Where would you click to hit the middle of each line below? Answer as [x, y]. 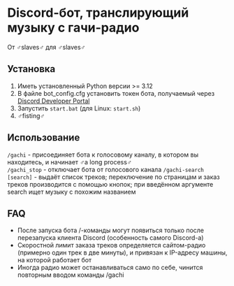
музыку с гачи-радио [73, 28]
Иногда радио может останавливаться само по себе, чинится [110, 268]
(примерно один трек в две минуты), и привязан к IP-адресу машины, [122, 252]
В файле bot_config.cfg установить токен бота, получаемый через [116, 93]
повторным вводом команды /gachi [71, 275]
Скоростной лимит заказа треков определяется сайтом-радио [111, 245]
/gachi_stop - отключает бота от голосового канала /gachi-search [106, 169]
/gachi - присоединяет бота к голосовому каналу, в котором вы [103, 155]
